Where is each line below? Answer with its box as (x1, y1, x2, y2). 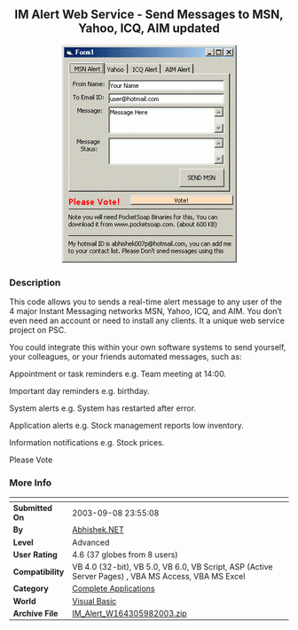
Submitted (12, 503, 53, 514)
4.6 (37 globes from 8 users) (72, 549, 179, 560)
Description (9, 276, 61, 288)
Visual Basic (72, 595, 117, 606)
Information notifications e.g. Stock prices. (9, 437, 165, 448)
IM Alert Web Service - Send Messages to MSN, (14, 7, 284, 22)
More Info (9, 476, 52, 489)
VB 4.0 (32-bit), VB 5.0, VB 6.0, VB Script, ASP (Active (72, 562, 273, 572)
